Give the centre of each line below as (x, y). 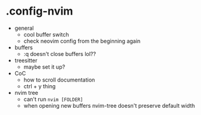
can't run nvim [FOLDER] (53, 99)
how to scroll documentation (59, 80)
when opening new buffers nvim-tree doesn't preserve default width (109, 105)
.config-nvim (39, 11)
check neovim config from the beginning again (82, 41)
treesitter (26, 60)
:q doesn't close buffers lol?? (60, 54)
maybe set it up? (44, 67)
